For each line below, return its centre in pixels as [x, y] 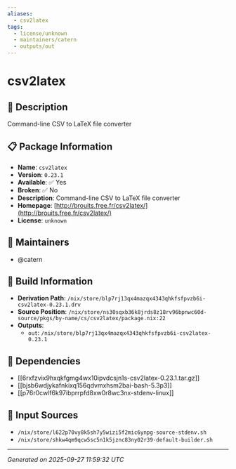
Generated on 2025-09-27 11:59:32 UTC [66, 460]
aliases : [20, 14]
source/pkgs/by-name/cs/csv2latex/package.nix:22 [92, 319]
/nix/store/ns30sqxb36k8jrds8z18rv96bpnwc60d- [137, 312]
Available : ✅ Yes [42, 182]
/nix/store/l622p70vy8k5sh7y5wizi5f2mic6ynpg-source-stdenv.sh [112, 432]
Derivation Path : [41, 298]
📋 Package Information [60, 147]
